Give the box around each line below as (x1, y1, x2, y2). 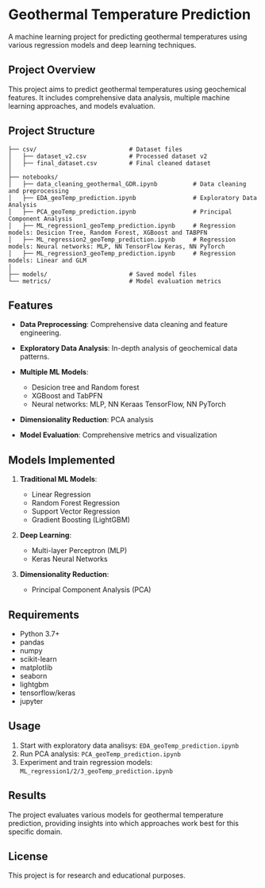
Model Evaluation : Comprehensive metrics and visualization (19, 430, 217, 440)
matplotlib (19, 663, 53, 672)
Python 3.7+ (19, 629, 60, 638)
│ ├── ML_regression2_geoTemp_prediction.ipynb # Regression (8, 236, 236, 244)
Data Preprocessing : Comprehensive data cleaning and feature (19, 320, 229, 329)
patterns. (19, 352, 50, 362)
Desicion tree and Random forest (31, 382, 140, 392)
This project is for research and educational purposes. (8, 871, 186, 880)
